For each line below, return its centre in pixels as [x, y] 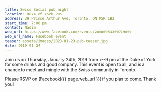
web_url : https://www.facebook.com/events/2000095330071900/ [69, 32]
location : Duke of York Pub [34, 14]
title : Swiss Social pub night [37, 9]
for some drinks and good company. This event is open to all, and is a [75, 64]
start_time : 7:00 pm [26, 23]
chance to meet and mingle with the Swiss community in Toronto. [71, 69]
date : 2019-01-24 [23, 46]
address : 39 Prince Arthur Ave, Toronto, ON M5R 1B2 [60, 18]
